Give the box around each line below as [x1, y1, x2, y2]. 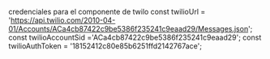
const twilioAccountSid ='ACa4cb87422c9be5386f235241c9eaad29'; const [8, 32, 262, 42]
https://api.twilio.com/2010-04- [11, 15, 116, 25]
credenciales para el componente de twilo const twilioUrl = [8, 7, 206, 16]
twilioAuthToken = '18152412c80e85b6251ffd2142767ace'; [8, 41, 203, 51]
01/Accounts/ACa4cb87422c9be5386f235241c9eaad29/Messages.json [8, 24, 249, 33]
